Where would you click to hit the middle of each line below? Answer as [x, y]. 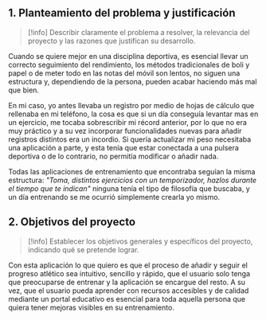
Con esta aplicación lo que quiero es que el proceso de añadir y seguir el [128, 265]
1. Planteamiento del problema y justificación [122, 13]
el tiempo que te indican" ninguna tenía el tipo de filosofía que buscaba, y [129, 188]
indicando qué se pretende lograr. [83, 249]
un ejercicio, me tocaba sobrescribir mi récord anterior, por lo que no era [127, 122]
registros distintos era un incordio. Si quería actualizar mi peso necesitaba [130, 139]
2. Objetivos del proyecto [72, 222]
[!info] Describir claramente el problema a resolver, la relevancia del [139, 32]
